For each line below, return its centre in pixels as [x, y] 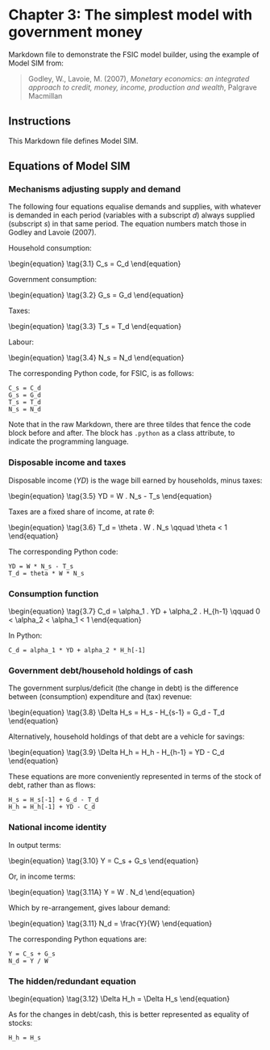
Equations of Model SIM [69, 166]
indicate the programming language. [69, 441]
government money [76, 32]
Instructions [39, 122]
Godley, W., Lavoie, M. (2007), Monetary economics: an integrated [139, 78]
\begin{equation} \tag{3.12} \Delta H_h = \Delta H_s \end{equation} [119, 998]
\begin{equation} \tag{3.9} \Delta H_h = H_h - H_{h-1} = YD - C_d [116, 753]
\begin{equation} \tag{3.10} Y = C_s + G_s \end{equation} [104, 860]
